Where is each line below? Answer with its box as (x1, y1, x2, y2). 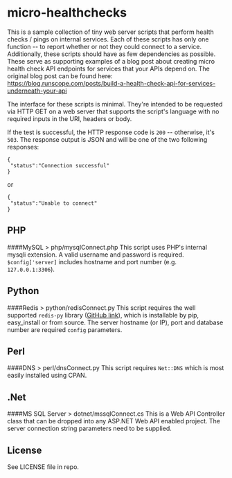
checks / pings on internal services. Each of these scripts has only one (7, 35, 209, 43)
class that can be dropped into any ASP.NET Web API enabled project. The (7, 417, 220, 425)
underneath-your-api (7, 86, 67, 95)
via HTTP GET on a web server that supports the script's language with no (7, 107, 220, 116)
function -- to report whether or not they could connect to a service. (7, 42, 202, 50)
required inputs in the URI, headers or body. (7, 114, 132, 122)
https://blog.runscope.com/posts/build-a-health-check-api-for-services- (7, 79, 216, 87)
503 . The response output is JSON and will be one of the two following (7, 135, 208, 143)
